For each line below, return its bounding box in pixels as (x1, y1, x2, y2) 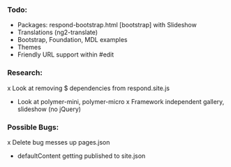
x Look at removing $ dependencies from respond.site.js (7, 84, 170, 92)
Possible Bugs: (7, 122, 59, 132)
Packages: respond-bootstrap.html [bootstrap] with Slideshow (17, 21, 197, 29)
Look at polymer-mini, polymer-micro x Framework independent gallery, (17, 97, 225, 106)
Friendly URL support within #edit (17, 50, 114, 59)
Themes (17, 43, 42, 52)
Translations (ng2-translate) (17, 28, 98, 36)
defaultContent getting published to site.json (17, 152, 146, 160)
